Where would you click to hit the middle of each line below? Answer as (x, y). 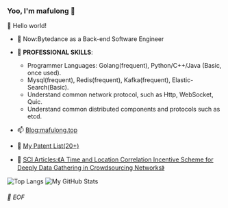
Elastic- (183, 80)
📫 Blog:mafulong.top (47, 130)
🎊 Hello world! (27, 26)
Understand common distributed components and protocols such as (124, 109)
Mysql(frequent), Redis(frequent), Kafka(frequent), (99, 80)
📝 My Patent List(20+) (48, 146)
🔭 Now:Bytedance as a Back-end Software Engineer (90, 39)
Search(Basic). (48, 88)
